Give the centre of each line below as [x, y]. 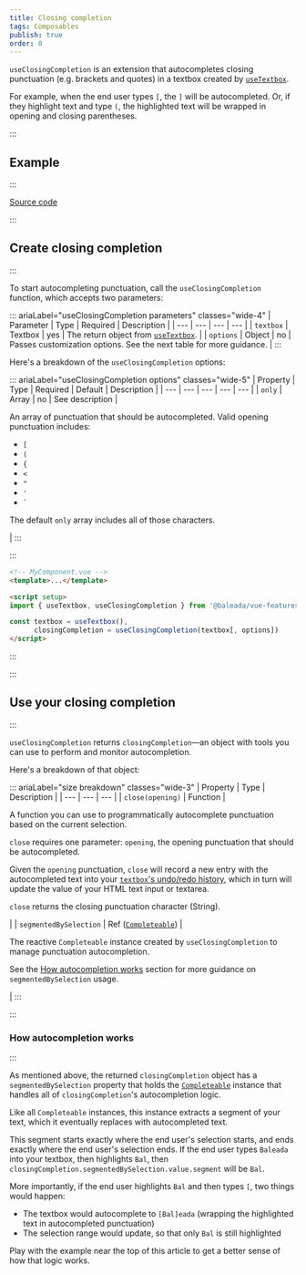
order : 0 [26, 43]
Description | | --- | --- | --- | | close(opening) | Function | [117, 797]
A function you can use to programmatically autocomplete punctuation [142, 814]
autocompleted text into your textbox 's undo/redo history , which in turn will [151, 879]
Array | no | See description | [64, 399]
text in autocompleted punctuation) [88, 1224]
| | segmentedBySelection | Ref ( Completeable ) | [96, 924]
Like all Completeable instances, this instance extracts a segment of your [145, 1113]
